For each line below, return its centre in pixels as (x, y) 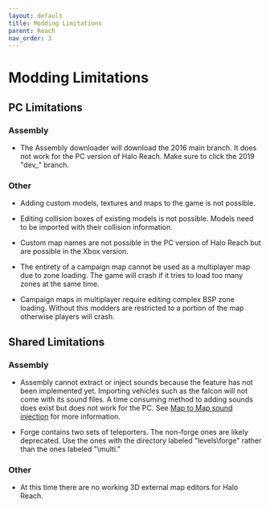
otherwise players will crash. (67, 317)
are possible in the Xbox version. (74, 251)
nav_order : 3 (30, 38)
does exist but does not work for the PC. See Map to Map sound (126, 408)
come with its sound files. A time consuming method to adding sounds (136, 399)
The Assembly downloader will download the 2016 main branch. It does (138, 148)
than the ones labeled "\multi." (70, 449)
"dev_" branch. (45, 165)
